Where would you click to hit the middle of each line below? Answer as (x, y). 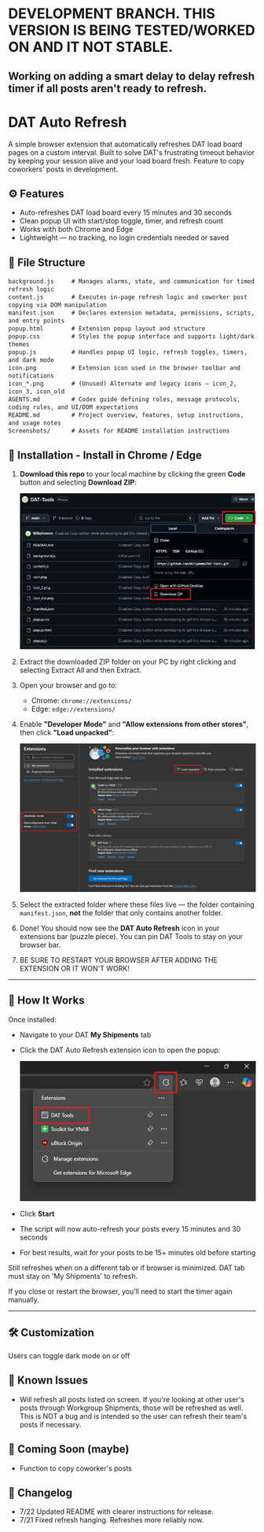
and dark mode (31, 360)
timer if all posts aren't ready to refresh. (108, 88)
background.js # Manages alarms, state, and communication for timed (132, 282)
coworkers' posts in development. (63, 169)
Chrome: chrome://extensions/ (81, 701)
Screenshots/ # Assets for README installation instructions (119, 431)
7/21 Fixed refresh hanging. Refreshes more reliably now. (112, 1520)
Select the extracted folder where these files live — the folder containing (137, 904)
